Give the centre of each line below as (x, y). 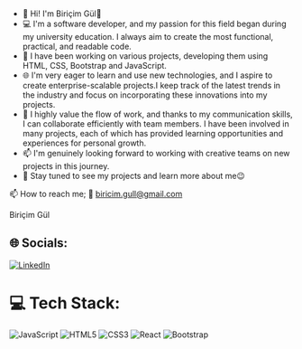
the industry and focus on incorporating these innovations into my (145, 95)
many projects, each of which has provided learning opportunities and (153, 133)
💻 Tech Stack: (65, 303)
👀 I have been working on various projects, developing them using (145, 56)
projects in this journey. (66, 165)
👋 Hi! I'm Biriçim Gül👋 (62, 14)
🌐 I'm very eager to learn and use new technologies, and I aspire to (147, 75)
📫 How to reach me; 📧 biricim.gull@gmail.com (96, 193)
